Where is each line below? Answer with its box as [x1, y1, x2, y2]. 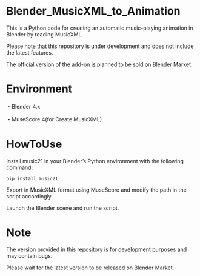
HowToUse [6, 138, 62, 151]
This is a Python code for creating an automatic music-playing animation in [6, 24, 193, 32]
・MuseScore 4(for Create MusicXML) [6, 115, 102, 123]
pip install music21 [6, 175, 59, 181]
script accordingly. [6, 192, 53, 200]
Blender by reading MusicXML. [6, 30, 84, 38]
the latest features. [6, 49, 53, 56]
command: [6, 164, 33, 171]
